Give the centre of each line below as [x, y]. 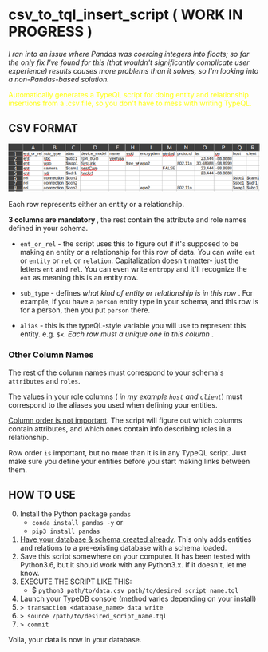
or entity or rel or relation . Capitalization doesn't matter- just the [129, 260]
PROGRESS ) [51, 32]
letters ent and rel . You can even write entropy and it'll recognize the [133, 269]
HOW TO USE [42, 495]
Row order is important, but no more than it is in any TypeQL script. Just [127, 452]
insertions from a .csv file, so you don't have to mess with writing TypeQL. [130, 103]
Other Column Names [51, 355]
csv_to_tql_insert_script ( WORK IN [126, 15]
